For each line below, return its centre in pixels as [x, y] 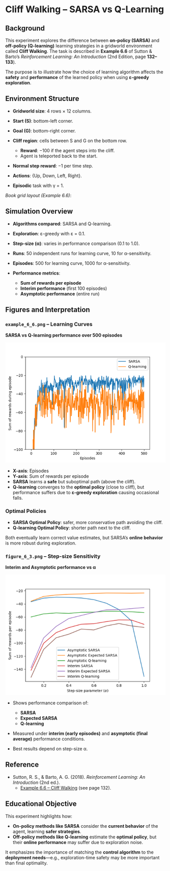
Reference [22, 765]
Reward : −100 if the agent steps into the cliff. [67, 150]
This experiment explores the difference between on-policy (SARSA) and [82, 40]
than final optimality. [26, 863]
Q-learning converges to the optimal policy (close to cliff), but [78, 487]
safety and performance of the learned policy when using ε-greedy [77, 77]
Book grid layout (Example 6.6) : [38, 195]
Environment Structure [42, 99]
